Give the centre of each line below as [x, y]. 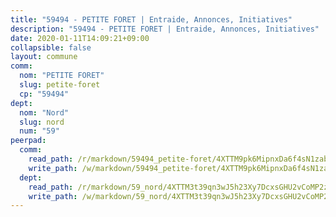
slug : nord [42, 122]
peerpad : [28, 141]
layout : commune [44, 57]
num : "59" [39, 131]
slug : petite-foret [60, 85]
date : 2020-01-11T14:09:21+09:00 [80, 38]
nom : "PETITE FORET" [62, 76]
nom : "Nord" [44, 112]
